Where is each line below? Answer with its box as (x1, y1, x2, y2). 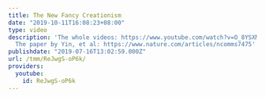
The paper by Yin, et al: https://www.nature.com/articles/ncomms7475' (15, 41, 256, 48)
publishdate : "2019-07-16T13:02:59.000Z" (8, 48, 147, 56)
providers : (8, 63, 44, 70)
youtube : (15, 70, 44, 77)
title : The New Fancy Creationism (8, 11, 122, 20)
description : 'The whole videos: (8, 33, 118, 41)
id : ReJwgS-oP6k (22, 77, 77, 84)
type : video (8, 26, 47, 34)
